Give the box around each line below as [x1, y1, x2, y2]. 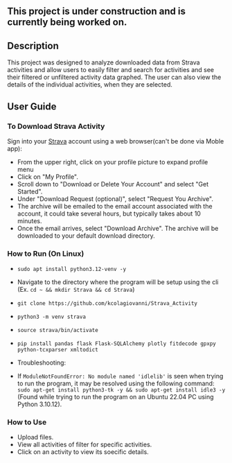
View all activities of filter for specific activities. [17, 440, 152, 449]
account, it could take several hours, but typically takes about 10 [17, 209, 201, 218]
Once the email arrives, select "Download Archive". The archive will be [17, 224, 219, 232]
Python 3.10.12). [17, 400, 62, 408]
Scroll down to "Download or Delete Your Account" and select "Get [17, 180, 209, 188]
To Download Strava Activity [7, 121, 105, 131]
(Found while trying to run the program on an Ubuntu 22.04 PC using [17, 393, 214, 401]
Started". [17, 187, 43, 195]
